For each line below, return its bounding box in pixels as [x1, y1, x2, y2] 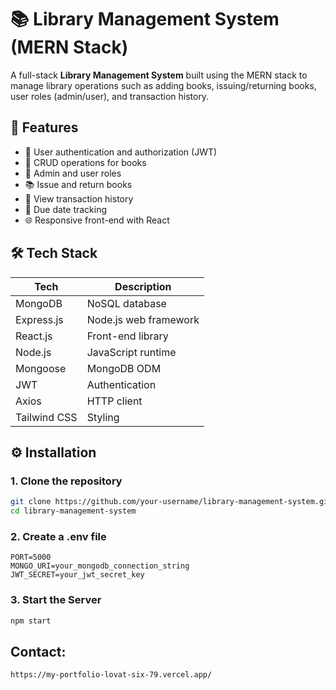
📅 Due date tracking [24, 203, 108, 215]
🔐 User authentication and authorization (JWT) [24, 146, 218, 158]
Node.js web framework [86, 312, 200, 326]
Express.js [15, 312, 64, 326]
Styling [86, 410, 120, 424]
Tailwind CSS [15, 410, 78, 424]
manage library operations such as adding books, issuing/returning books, [10, 79, 317, 91]
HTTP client [86, 394, 143, 408]
